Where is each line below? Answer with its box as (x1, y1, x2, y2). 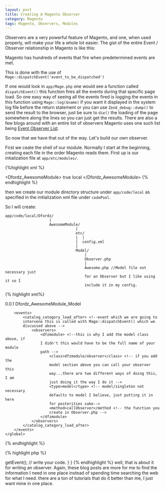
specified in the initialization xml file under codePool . (5, 194, 111, 200)
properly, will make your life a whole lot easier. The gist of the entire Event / (5, 40, 158, 46)
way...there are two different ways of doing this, (49, 371, 158, 376)
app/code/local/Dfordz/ (5, 214, 54, 219)
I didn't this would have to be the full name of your (40, 341, 155, 346)
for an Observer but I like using (84, 274, 155, 279)
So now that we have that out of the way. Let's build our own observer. (5, 135, 149, 141)
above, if (5, 337, 26, 342)
